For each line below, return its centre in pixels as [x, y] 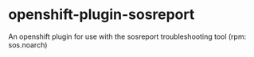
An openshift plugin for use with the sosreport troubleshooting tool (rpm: [127, 36]
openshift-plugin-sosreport [102, 15]
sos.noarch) [28, 44]
